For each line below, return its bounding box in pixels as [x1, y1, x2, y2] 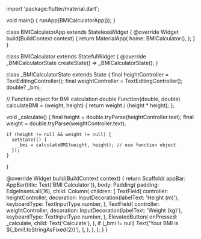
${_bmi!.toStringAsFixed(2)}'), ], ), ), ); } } [6, 226, 108, 233]
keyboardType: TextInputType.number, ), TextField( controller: [6, 200, 160, 207]
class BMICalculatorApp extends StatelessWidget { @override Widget [6, 28, 179, 36]
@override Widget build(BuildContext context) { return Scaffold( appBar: [6, 175, 186, 182]
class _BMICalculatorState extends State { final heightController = [6, 71, 169, 78]
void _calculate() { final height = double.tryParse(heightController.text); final [6, 114, 194, 120]
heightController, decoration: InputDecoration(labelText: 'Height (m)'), [6, 194, 179, 201]
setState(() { [11, 137, 47, 143]
